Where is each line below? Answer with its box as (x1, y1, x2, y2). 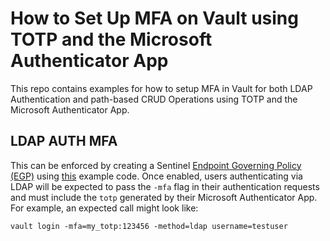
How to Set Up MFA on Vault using (10, 7, 299, 30)
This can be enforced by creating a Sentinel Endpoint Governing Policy (10, 159, 302, 171)
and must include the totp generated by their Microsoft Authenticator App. (10, 191, 318, 203)
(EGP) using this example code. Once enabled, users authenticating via (10, 170, 303, 182)
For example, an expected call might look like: (10, 202, 199, 214)
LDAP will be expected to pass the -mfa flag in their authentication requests (10, 180, 320, 192)
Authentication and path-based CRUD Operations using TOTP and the (10, 93, 298, 105)
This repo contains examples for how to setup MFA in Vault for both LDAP (10, 82, 313, 94)
